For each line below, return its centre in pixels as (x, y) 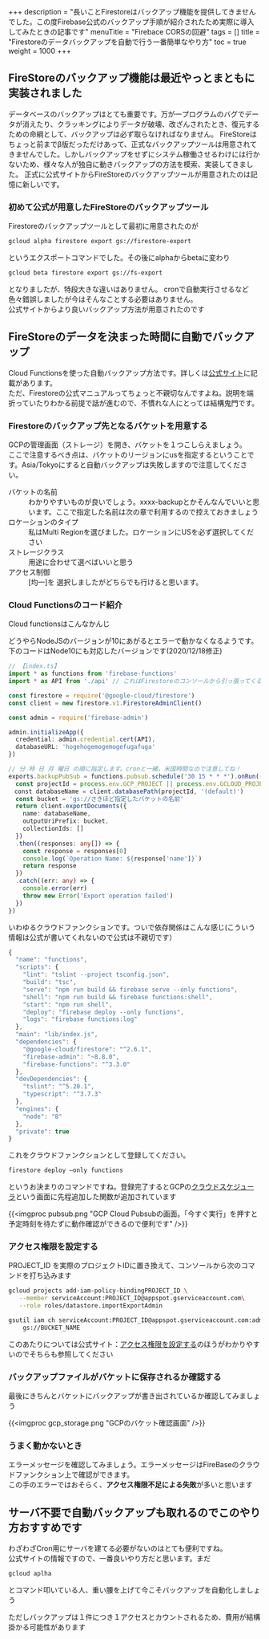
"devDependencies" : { (52, 1079)
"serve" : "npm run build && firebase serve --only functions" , (130, 990)
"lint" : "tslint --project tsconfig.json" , (96, 975)
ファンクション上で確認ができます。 (74, 1474)
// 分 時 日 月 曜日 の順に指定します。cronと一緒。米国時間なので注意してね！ (125, 769)
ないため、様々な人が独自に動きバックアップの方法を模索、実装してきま (127, 164)
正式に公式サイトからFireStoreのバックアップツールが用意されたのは (137, 174)
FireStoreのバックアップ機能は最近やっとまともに (132, 78)
